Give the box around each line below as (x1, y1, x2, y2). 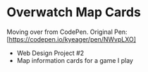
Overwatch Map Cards (6, 4, 142, 20)
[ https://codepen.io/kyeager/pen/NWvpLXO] (6, 35, 137, 43)
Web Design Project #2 (16, 49, 85, 57)
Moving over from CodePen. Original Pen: (6, 28, 128, 36)
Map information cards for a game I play (16, 56, 133, 64)
